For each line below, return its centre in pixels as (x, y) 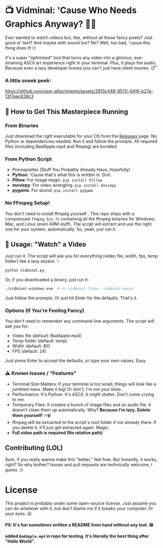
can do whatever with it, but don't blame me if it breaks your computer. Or (79, 509)
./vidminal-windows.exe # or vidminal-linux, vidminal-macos (69, 289)
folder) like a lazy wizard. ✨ (32, 261)
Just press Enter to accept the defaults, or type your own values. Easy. (76, 361)
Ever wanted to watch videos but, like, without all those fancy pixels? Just (79, 37)
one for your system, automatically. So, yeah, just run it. (61, 229)
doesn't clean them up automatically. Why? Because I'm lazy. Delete (81, 410)
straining (14, 63)
